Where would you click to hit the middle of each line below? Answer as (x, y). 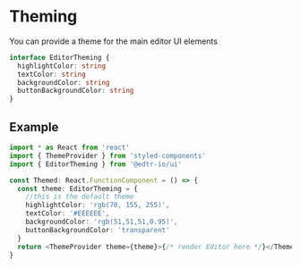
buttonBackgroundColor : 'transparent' (98, 230)
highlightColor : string (61, 66)
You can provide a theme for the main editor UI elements (113, 41)
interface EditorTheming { (60, 57)
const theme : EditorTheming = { (78, 188)
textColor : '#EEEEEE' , (68, 214)
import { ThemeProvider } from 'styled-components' (107, 155)
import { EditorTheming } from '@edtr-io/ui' (95, 164)
